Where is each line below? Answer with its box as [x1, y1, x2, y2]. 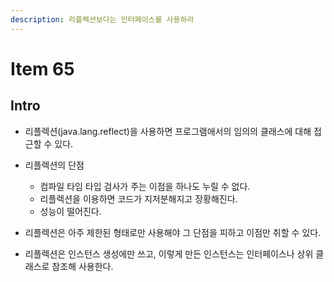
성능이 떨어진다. [39, 205, 102, 217]
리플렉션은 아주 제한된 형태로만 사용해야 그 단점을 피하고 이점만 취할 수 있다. [24, 226, 322, 238]
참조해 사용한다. [51, 260, 114, 272]
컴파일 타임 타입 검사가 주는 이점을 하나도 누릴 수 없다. [39, 180, 251, 192]
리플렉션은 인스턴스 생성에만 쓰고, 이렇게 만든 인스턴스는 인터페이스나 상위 [24, 247, 314, 260]
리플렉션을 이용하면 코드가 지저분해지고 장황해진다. [39, 192, 238, 205]
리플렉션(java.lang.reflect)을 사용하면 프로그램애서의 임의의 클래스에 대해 [24, 125, 312, 137]
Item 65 [10, 57, 75, 80]
